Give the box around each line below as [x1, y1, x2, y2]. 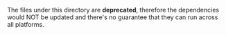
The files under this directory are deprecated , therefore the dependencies [7, 6, 220, 14]
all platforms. [7, 21, 44, 28]
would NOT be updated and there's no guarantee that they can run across [7, 13, 218, 21]
